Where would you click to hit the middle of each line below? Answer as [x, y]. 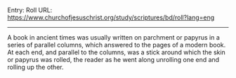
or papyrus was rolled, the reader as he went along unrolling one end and [113, 60]
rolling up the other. [35, 67]
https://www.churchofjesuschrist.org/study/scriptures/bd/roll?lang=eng [111, 17]
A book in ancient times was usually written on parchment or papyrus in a [113, 37]
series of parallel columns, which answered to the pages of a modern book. [117, 45]
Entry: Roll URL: [30, 10]
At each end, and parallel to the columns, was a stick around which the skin [117, 52]
